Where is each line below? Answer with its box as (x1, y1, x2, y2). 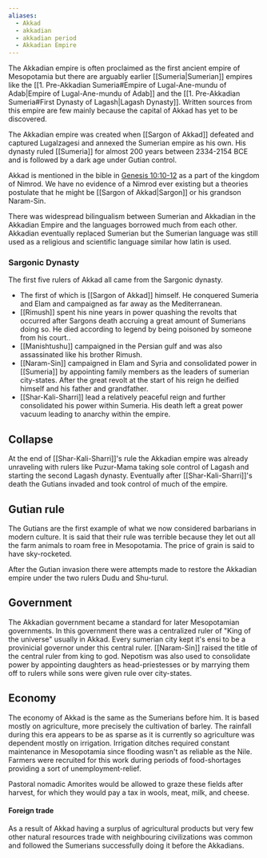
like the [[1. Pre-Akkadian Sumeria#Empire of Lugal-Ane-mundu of (8, 81, 227, 90)
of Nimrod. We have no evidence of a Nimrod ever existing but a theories (8, 179, 249, 189)
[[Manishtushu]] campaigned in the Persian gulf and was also (19, 341, 222, 352)
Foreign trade (8, 806, 54, 816)
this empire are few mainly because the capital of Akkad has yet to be (8, 105, 238, 116)
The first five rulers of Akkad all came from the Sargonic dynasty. (8, 275, 224, 284)
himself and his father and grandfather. (19, 384, 149, 394)
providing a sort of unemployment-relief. (8, 764, 141, 773)
